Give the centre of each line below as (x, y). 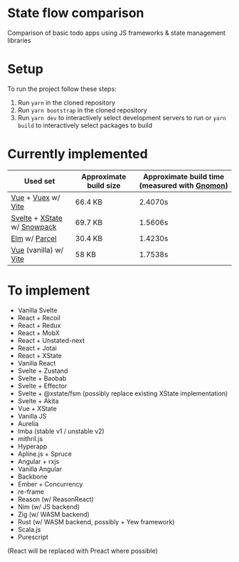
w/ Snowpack (34, 227)
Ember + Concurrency (50, 484)
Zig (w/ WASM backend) (54, 514)
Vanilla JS (32, 416)
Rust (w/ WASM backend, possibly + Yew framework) (96, 521)
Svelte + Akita (38, 401)
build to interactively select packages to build (85, 125)
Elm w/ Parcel (34, 238)
